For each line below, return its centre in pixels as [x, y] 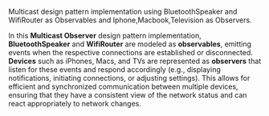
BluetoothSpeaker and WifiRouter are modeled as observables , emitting [130, 44]
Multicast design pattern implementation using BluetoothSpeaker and [123, 12]
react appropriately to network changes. [75, 104]
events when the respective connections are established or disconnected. [130, 52]
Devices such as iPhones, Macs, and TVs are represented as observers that [135, 61]
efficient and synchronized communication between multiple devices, [123, 86]
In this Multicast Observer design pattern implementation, [105, 36]
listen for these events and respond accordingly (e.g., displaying [114, 70]
